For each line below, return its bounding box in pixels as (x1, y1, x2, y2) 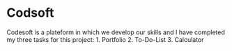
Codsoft (6, 5, 54, 21)
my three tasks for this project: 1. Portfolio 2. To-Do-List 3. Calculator (6, 35, 204, 43)
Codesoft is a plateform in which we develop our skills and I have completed (6, 28, 226, 36)
